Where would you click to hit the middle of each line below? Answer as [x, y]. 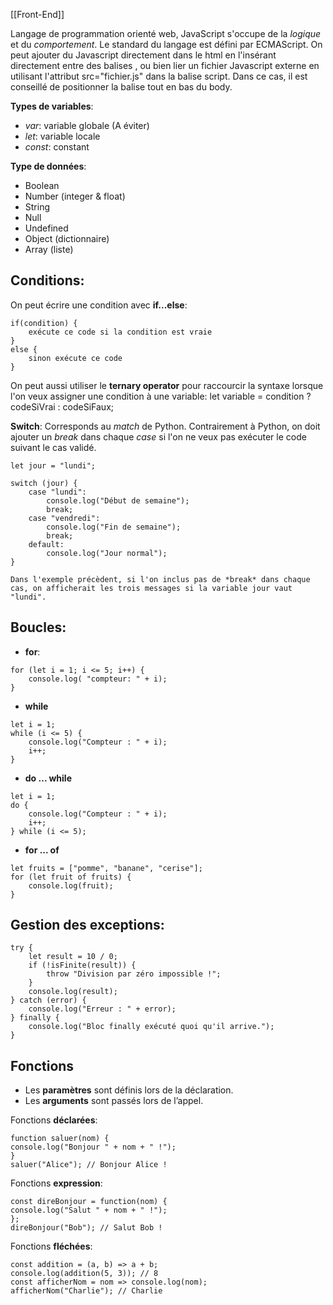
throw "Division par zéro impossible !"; [134, 974]
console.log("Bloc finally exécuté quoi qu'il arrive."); [151, 1027]
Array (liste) [49, 249]
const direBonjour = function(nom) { [89, 1202]
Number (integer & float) [75, 196]
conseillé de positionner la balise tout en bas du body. [121, 87]
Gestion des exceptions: [87, 925]
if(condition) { [44, 323]
